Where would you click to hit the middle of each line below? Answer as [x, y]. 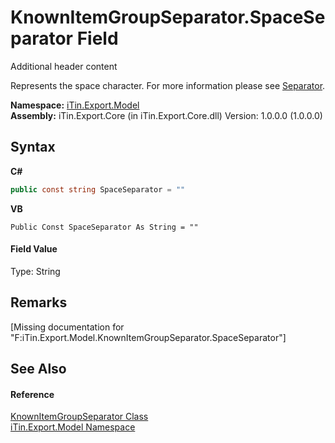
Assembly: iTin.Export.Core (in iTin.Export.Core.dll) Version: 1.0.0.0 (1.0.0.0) [166, 115]
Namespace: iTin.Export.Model [75, 105]
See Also [38, 369]
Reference [32, 394]
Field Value [34, 249]
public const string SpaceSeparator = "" [98, 189]
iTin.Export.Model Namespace [73, 427]
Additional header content [64, 66]
